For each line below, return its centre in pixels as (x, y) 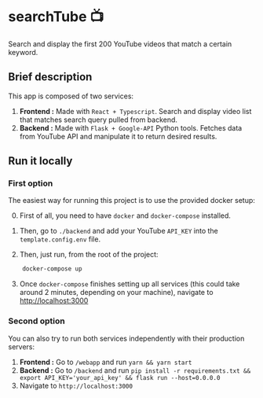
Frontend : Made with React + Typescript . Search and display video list (135, 111)
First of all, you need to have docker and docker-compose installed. (125, 216)
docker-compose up (52, 269)
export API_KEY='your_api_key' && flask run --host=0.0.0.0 (120, 378)
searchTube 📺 (56, 17)
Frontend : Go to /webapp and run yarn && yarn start (106, 362)
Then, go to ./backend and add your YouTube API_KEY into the (119, 231)
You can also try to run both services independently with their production (126, 338)
